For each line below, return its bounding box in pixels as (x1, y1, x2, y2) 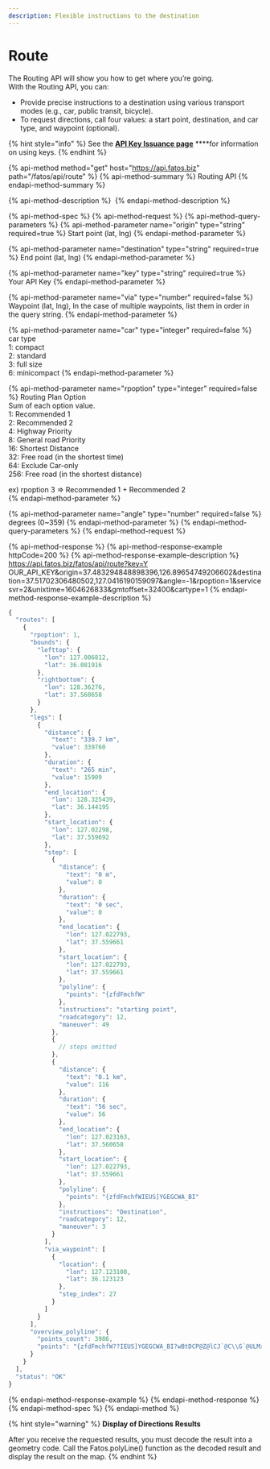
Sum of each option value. (8, 400, 96, 410)
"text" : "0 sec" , (65, 900, 125, 909)
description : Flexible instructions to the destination (8, 11, 199, 20)
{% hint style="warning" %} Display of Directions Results (8, 1419, 201, 1429)
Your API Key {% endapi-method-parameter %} (8, 276, 166, 286)
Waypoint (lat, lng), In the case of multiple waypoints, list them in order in (8, 301, 251, 310)
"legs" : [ (29, 713, 63, 721)
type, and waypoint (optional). (19, 122, 120, 133)
